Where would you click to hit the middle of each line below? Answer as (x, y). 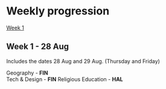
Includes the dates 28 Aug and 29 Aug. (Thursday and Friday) (83, 61)
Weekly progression (58, 11)
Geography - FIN (27, 73)
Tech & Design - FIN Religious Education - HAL (65, 79)
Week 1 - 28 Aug (38, 47)
